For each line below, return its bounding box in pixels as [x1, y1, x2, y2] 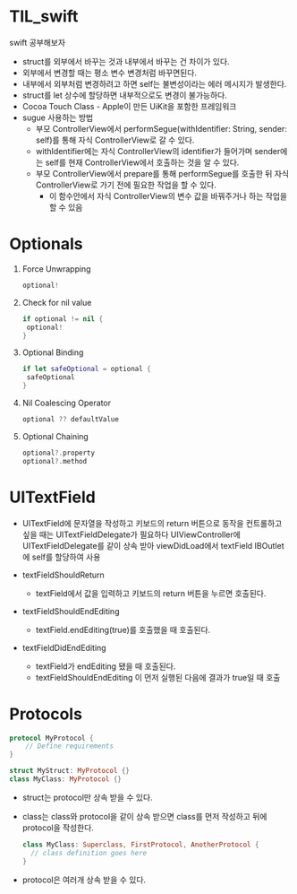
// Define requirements [25, 742, 115, 751]
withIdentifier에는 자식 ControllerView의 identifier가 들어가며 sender [35, 145, 281, 156]
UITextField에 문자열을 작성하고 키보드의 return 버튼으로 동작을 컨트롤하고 [21, 517, 283, 528]
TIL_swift [9, 6, 79, 27]
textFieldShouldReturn [21, 569, 105, 580]
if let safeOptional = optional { [21, 365, 151, 374]
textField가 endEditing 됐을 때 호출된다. [35, 661, 176, 672]
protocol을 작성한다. [21, 822, 94, 833]
